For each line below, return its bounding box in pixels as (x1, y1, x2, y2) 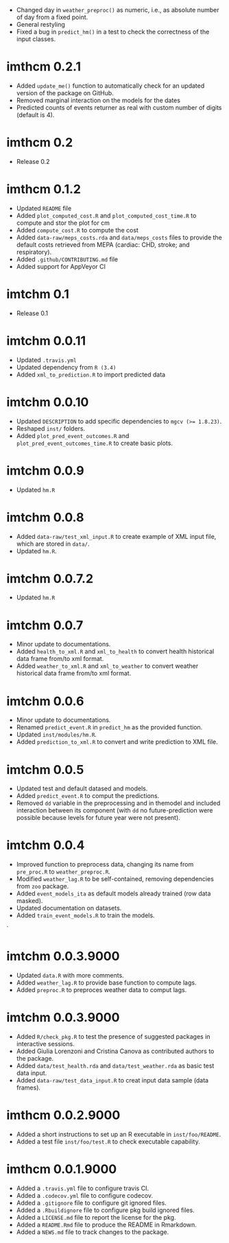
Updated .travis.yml (16, 356, 77, 364)
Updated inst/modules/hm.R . (16, 730, 97, 739)
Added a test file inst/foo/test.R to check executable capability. (16, 1137, 200, 1146)
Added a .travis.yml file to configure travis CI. (16, 1184, 149, 1192)
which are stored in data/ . (16, 540, 90, 548)
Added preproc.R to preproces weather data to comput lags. (16, 986, 187, 994)
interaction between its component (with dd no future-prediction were (16, 806, 213, 814)
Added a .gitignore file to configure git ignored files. (16, 1198, 167, 1207)
